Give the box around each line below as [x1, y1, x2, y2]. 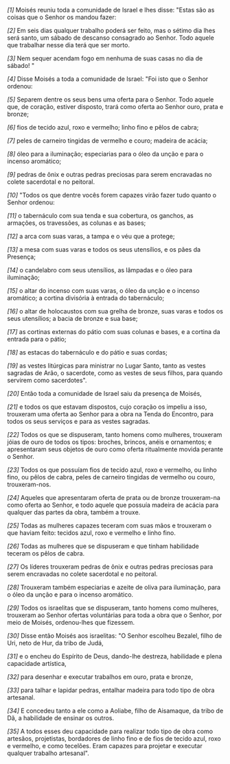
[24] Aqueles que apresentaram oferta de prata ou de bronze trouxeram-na [7, 494, 221, 501]
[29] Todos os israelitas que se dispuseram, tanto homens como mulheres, [7, 604, 219, 612]
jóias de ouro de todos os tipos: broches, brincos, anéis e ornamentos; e [7, 438, 212, 446]
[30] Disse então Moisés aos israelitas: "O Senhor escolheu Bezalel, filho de [7, 632, 222, 640]
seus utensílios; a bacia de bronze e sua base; [7, 315, 138, 322]
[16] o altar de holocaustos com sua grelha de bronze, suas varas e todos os [7, 307, 223, 315]
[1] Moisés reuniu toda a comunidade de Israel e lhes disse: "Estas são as [7, 6, 215, 14]
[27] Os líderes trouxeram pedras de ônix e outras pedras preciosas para [7, 562, 214, 571]
